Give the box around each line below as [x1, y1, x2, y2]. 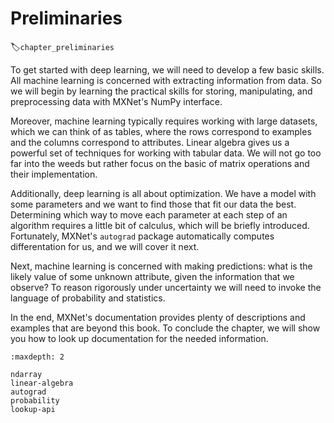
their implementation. [10, 168, 98, 180]
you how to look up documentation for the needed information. [10, 332, 269, 344]
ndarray [10, 369, 43, 379]
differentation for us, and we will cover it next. [10, 240, 200, 252]
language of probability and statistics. [10, 292, 166, 304]
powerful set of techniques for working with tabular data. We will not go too [10, 147, 322, 159]
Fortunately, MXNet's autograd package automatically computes [10, 230, 275, 242]
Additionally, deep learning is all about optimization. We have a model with [10, 187, 317, 199]
